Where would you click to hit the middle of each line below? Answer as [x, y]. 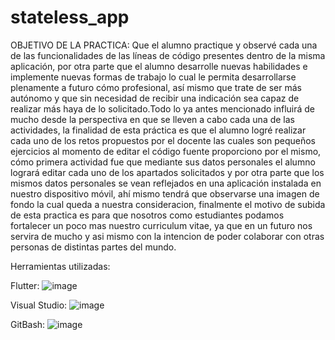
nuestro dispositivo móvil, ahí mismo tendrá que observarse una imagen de [165, 193]
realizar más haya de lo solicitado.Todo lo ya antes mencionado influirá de [163, 108]
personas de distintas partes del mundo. [93, 247]
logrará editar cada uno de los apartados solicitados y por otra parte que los [167, 172]
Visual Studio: [39, 305]
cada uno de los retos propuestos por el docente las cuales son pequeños [163, 140]
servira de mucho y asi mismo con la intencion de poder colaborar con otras [167, 236]
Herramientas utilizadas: [60, 266]
